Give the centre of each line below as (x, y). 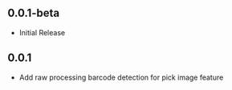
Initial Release (42, 32)
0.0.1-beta (34, 13)
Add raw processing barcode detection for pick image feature (121, 77)
